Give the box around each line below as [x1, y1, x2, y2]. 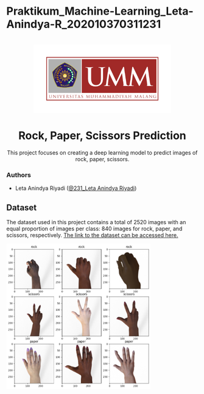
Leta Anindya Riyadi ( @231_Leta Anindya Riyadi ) [15, 184, 137, 192]
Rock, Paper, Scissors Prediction [18, 129, 187, 143]
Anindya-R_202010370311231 [6, 17, 161, 31]
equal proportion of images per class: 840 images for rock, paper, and [6, 225, 183, 232]
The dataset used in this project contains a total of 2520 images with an [6, 218, 186, 225]
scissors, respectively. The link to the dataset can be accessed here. [6, 231, 178, 239]
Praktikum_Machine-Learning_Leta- [6, 4, 194, 18]
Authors [6, 170, 32, 179]
